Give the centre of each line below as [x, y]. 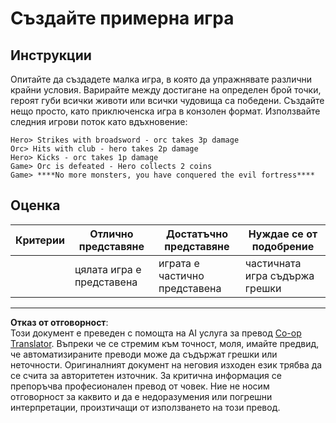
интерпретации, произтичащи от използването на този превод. [145, 407]
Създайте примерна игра [122, 18]
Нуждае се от [283, 234]
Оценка [35, 205]
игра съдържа [279, 275]
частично [181, 275]
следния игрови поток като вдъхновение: [99, 121]
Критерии [40, 240]
